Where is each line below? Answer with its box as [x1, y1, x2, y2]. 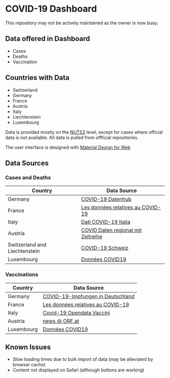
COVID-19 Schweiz [80, 244, 129, 251]
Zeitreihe [80, 233, 103, 240]
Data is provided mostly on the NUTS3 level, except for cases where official [5, 129, 163, 135]
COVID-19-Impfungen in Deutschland [42, 292, 135, 299]
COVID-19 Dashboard [5, 3, 97, 15]
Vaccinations [5, 271, 38, 278]
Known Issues [5, 343, 51, 351]
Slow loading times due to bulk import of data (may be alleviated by [12, 356, 153, 362]
